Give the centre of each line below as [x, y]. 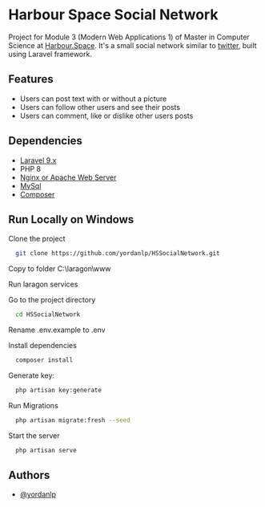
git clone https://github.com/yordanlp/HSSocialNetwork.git [118, 253]
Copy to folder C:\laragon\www [60, 269]
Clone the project [37, 239]
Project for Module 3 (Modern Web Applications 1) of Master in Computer [129, 37]
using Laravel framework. [50, 54]
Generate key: [31, 375]
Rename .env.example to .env [57, 330]
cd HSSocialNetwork [48, 314]
